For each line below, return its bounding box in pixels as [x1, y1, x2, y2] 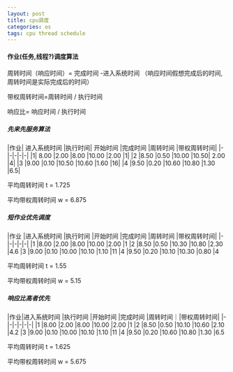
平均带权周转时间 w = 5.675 [7, 357, 87, 366]
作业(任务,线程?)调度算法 [7, 52, 79, 60]
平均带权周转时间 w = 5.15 [7, 277, 82, 285]
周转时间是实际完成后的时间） [7, 78, 93, 86]
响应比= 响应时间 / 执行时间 [7, 108, 87, 116]
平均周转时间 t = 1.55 [7, 262, 67, 270]
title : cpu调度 [7, 17, 50, 24]
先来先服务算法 [7, 125, 50, 134]
